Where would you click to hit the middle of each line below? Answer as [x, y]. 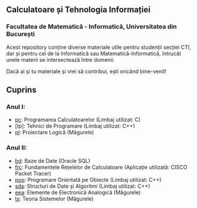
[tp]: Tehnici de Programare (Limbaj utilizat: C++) [75, 126]
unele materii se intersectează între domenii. [60, 59]
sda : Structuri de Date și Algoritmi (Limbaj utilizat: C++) [82, 186]
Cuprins [21, 90]
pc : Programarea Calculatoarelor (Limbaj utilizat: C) [78, 120]
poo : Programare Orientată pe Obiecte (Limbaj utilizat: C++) [88, 179]
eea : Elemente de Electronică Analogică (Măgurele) [78, 192]
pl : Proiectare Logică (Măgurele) [54, 133]
